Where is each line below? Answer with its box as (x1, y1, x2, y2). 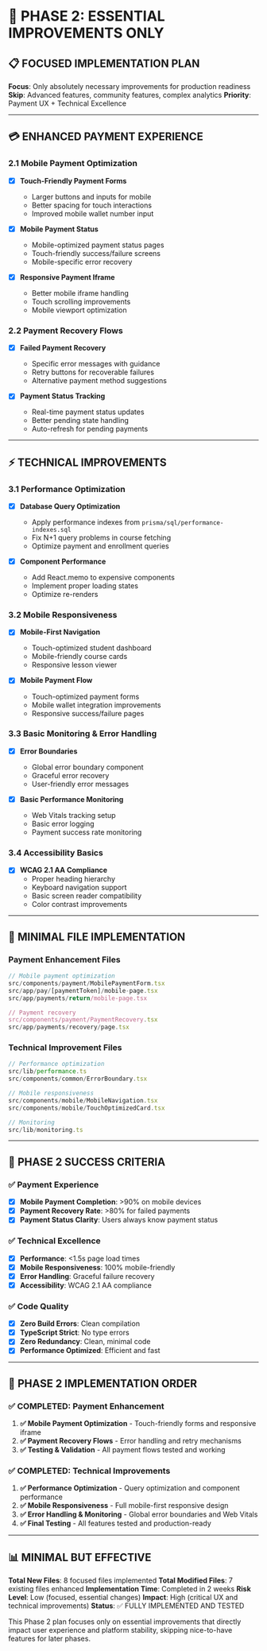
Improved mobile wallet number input (31, 208, 154, 218)
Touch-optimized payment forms (31, 692, 140, 701)
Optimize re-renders (31, 590, 99, 599)
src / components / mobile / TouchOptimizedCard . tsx (8, 1104, 165, 1112)
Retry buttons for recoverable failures (31, 367, 155, 377)
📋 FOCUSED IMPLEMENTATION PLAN (8, 56, 200, 70)
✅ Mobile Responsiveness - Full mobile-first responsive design (19, 1501, 229, 1510)
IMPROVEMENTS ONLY (8, 24, 164, 42)
